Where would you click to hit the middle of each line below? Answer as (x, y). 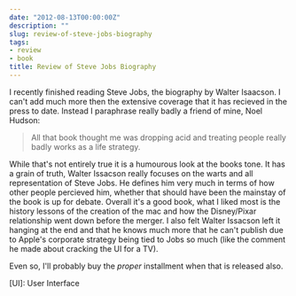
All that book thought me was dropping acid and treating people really (158, 137)
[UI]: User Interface (44, 283)
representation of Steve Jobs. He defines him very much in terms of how (142, 183)
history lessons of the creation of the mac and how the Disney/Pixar (133, 211)
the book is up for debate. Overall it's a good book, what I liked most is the (145, 201)
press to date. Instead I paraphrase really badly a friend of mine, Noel (136, 111)
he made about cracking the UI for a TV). (84, 248)
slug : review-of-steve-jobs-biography (81, 34)
